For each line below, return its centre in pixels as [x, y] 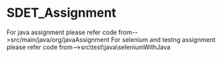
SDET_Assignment [62, 13]
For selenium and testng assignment [163, 39]
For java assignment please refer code [62, 32]
